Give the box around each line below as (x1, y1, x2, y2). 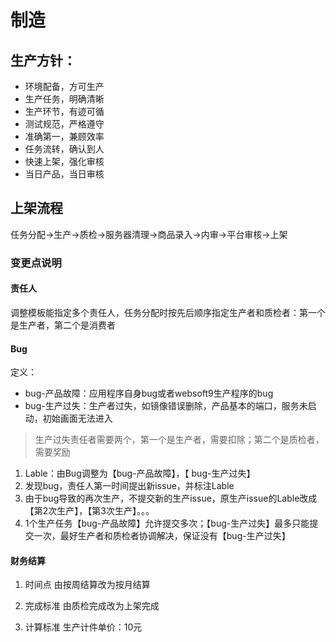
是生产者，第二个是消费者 (10, 319, 116, 331)
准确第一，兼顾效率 (24, 131, 105, 142)
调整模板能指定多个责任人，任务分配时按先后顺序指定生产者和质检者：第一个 (10, 306, 326, 318)
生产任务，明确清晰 (24, 93, 105, 105)
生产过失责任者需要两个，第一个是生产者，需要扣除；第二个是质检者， (34, 434, 325, 446)
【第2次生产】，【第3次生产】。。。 (24, 505, 155, 517)
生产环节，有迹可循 (24, 106, 105, 117)
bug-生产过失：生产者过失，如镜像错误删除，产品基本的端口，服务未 (24, 400, 308, 412)
